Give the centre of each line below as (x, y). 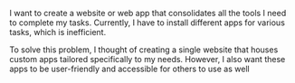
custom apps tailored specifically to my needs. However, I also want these (147, 59)
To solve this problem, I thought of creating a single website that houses (144, 50)
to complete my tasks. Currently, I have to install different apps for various (147, 23)
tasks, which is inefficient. (58, 32)
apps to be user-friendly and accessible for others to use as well (130, 69)
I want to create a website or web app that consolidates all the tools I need (148, 13)
